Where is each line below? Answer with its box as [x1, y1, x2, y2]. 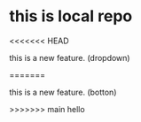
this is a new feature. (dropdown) [9, 52, 130, 63]
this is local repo [9, 6, 133, 27]
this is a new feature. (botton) [9, 87, 117, 97]
